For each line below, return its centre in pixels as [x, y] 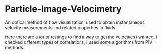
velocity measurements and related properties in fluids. [61, 27]
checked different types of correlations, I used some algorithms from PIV [79, 42]
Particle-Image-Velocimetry [63, 9]
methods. [15, 47]
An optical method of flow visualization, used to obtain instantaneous [75, 22]
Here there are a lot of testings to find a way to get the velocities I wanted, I [81, 37]
